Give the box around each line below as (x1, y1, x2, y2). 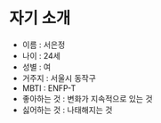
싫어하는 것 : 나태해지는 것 (21, 104, 113, 115)
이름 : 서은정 (21, 39, 66, 50)
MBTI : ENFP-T (21, 82, 76, 94)
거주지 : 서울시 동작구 (21, 72, 96, 83)
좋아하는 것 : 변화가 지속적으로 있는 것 (21, 93, 153, 103)
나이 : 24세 (21, 50, 60, 61)
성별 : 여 (21, 61, 52, 72)
